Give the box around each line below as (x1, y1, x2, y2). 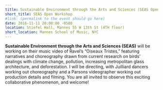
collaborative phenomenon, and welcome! (5, 79, 89, 85)
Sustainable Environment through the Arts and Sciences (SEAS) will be (5, 43, 150, 49)
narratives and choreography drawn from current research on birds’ (5, 54, 141, 59)
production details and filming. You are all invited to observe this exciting (5, 74, 150, 80)
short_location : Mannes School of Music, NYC (5, 30, 98, 35)
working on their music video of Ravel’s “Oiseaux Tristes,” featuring (5, 48, 140, 54)
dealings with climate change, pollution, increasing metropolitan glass (5, 59, 145, 64)
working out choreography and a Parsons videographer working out (5, 69, 141, 74)
